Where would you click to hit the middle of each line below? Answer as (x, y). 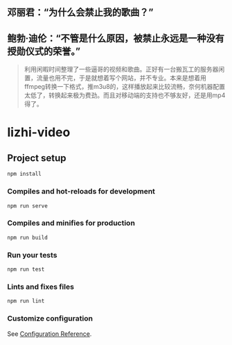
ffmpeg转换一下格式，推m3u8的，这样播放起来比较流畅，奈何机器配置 (125, 87)
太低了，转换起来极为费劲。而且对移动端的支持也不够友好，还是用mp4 (125, 95)
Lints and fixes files (41, 287)
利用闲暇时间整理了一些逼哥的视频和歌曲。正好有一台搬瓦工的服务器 (121, 69)
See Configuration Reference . (50, 334)
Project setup (37, 158)
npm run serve (28, 206)
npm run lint (26, 301)
